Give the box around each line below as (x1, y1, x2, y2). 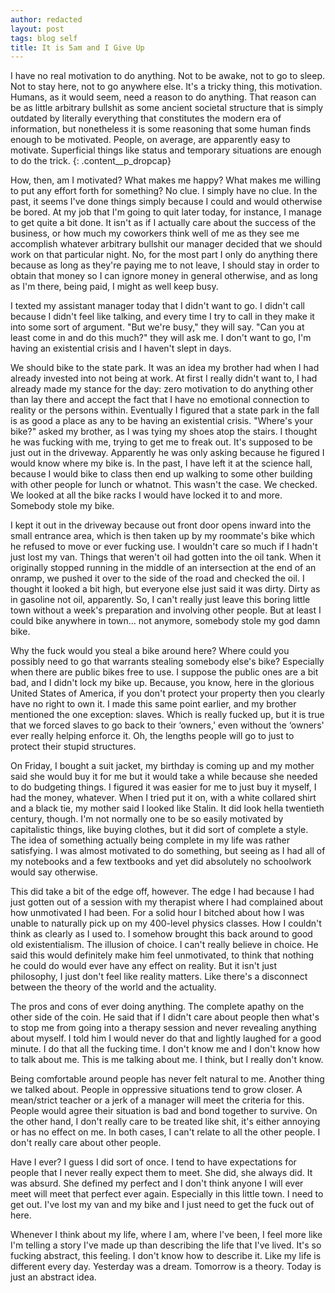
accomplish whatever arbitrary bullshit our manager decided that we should (10, 238, 323, 250)
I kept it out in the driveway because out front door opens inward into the (10, 519, 312, 531)
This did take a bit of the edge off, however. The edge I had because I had (10, 886, 315, 898)
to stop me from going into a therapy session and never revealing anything (10, 1022, 317, 1034)
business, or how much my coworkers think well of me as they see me (10, 227, 300, 240)
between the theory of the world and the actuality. (10, 981, 217, 993)
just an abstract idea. (10, 1271, 97, 1283)
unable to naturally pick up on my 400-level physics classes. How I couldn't (10, 917, 322, 930)
